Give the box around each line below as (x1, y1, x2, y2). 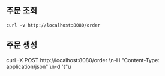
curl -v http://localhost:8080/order (6, 22, 101, 28)
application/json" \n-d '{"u (6, 63, 71, 70)
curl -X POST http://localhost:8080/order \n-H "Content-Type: (6, 56, 160, 63)
